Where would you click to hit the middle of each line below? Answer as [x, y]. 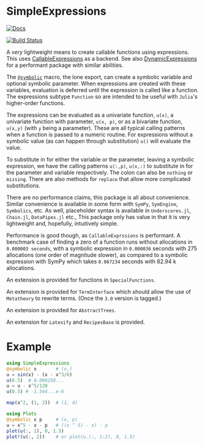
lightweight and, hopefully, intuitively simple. [62, 223]
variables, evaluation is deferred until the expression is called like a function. [102, 90]
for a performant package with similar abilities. [65, 65]
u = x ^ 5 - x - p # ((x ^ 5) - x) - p [57, 425]
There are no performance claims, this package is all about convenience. [98, 197]
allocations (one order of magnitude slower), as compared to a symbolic [97, 255]
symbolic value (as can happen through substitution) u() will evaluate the [99, 141]
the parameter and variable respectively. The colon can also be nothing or [100, 172]
